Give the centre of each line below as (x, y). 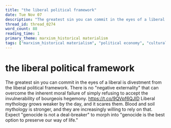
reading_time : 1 (22, 34)
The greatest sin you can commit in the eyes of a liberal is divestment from (83, 82)
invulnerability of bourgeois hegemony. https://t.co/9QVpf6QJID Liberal (80, 98)
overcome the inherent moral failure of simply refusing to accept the (77, 93)
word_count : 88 (21, 29)
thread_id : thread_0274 (31, 24)
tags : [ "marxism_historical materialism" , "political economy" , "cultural (86, 43)
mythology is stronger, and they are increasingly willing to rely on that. (79, 109)
